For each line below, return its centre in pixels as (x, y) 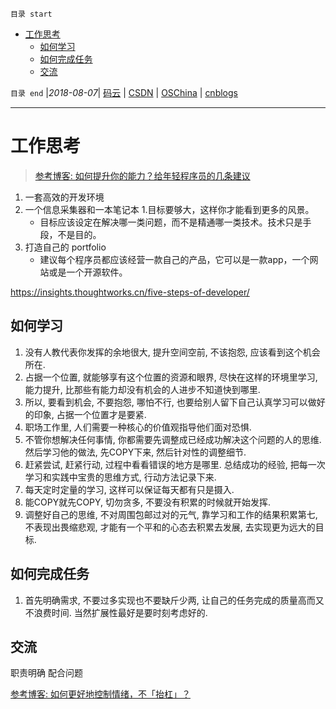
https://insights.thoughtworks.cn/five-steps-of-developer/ (130, 292)
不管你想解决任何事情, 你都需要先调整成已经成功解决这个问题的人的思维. (173, 439)
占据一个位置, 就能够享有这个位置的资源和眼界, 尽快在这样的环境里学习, (171, 377)
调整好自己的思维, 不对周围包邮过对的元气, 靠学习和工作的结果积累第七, (171, 514)
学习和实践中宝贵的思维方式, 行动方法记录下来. (120, 477)
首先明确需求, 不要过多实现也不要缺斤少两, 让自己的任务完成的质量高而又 (174, 600)
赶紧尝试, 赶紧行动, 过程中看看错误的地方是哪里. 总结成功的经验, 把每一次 (175, 464)
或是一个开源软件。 (88, 272)
